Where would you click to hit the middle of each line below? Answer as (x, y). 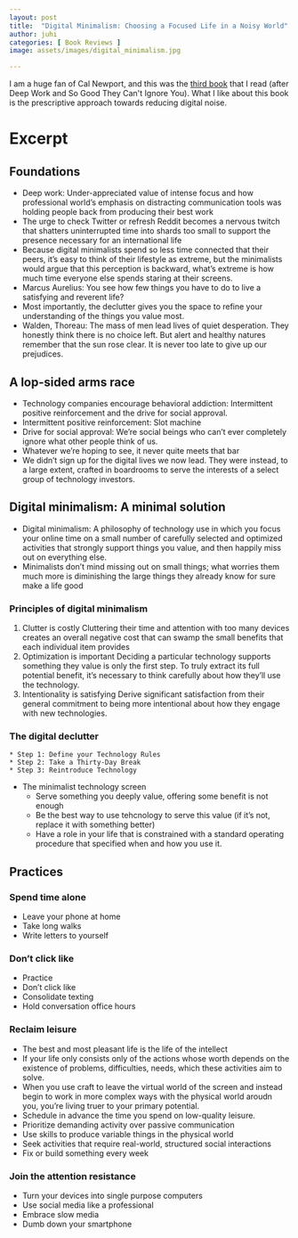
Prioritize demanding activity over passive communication (128, 1125)
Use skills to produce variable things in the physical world (128, 1134)
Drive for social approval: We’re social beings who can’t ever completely (154, 431)
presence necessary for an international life (102, 241)
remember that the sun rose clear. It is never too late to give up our (145, 345)
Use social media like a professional (88, 1205)
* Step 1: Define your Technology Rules (85, 755)
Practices (36, 871)
